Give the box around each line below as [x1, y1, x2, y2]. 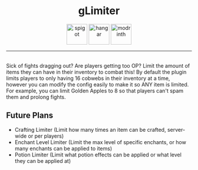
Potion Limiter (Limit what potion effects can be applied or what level [14, 151, 181, 158]
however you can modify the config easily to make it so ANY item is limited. [6, 81, 189, 88]
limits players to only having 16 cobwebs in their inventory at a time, [6, 75, 170, 82]
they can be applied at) [14, 157, 71, 164]
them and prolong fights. [6, 93, 66, 101]
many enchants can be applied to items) [14, 145, 113, 152]
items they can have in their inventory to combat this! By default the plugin [6, 68, 187, 75]
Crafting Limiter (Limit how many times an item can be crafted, [14, 126, 166, 133]
